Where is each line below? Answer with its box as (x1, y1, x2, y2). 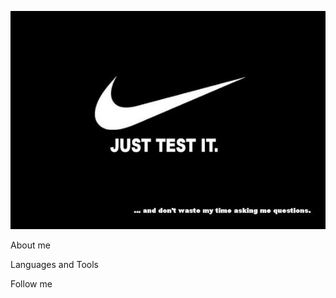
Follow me (10, 278, 53, 290)
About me (10, 239, 51, 251)
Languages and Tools (10, 259, 100, 271)
